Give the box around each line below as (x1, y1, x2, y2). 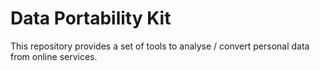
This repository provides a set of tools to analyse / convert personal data (10, 40, 310, 52)
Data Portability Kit (10, 7, 172, 30)
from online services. (10, 50, 98, 62)
